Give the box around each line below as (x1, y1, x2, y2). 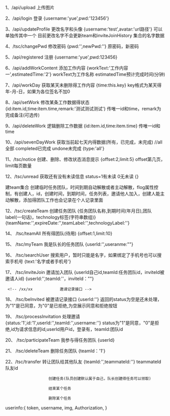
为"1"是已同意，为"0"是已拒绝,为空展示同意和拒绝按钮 (5, 302, 118, 309)
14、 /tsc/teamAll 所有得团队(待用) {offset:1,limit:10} (5, 231, 113, 236)
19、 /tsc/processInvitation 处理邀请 (5, 314, 80, 319)
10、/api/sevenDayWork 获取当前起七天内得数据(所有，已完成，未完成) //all (5, 139, 162, 145)
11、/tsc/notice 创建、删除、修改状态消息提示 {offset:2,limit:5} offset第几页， (5, 156, 165, 162)
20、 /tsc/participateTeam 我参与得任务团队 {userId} (5, 337, 115, 343)
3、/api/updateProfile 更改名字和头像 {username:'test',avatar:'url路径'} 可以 (5, 26, 163, 32)
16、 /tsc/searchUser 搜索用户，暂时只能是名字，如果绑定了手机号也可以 (5, 252, 157, 258)
